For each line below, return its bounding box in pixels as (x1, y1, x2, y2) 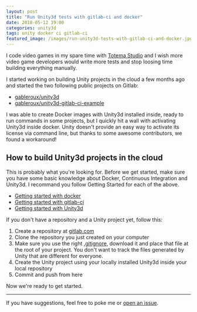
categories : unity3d (6, 25, 57, 31)
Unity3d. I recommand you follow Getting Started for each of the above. (6, 181, 179, 188)
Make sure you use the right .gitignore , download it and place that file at (14, 240, 189, 247)
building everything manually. (6, 65, 77, 71)
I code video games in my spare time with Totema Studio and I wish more (6, 52, 183, 59)
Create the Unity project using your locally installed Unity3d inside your (14, 259, 187, 266)
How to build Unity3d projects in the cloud (6, 153, 163, 163)
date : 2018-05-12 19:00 (6, 19, 64, 25)
